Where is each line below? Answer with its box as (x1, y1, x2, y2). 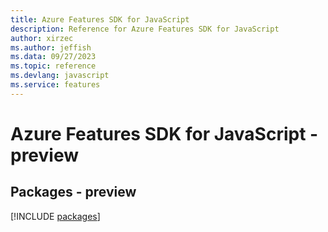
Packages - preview (10, 184, 137, 201)
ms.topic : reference (10, 61, 97, 71)
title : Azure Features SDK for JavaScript (10, 14, 190, 25)
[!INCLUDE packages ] (10, 210, 101, 222)
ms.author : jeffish (10, 42, 92, 53)
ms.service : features (10, 80, 101, 90)
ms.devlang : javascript (10, 71, 110, 81)
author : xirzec (10, 33, 74, 43)
